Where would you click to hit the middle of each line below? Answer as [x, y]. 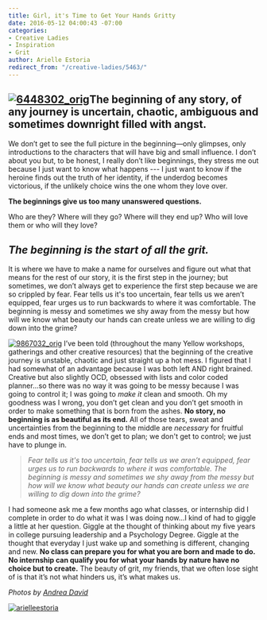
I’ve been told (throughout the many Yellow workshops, [154, 343]
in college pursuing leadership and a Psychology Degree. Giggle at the [124, 535]
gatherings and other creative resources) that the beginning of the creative [131, 352]
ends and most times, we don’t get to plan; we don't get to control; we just [130, 436]
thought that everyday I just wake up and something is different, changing [129, 543]
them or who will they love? [53, 225]
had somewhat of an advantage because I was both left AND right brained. [130, 369]
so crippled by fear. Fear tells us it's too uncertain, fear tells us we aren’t [126, 294]
